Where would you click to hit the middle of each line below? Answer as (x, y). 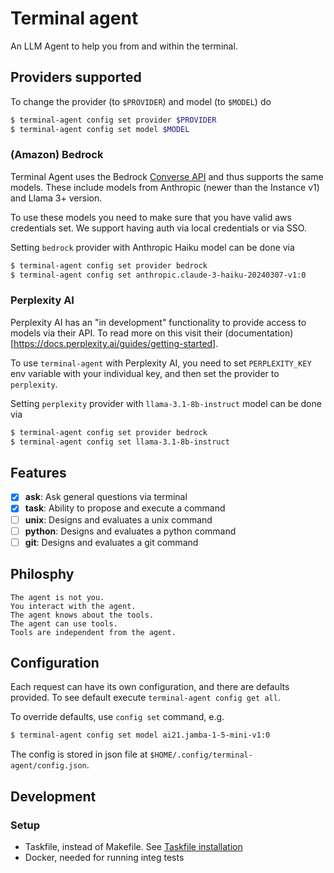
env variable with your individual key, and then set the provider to (145, 373)
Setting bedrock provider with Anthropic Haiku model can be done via (152, 247)
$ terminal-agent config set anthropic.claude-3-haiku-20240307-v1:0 (158, 275)
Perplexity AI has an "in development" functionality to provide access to (158, 322)
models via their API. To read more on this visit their (116, 333)
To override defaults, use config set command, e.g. (117, 717)
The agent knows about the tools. (82, 615)
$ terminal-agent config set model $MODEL (100, 129)
